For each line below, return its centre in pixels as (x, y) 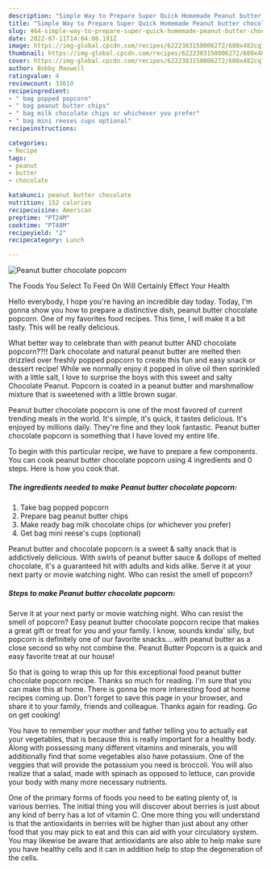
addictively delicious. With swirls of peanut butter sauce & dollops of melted (135, 557)
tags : (17, 158)
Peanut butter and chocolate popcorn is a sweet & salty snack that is (123, 549)
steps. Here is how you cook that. (64, 468)
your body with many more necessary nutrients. (88, 782)
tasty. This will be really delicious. (65, 327)
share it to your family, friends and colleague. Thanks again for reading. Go (133, 707)
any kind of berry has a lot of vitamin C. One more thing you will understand (134, 815)
